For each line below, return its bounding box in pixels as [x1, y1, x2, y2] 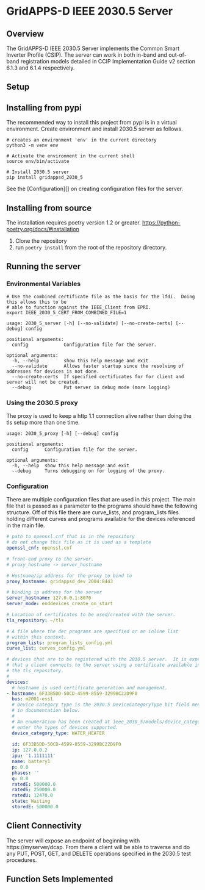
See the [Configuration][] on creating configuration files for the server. [6, 185, 184, 193]
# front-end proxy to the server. [6, 556, 95, 562]
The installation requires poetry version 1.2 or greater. [6, 219, 142, 226]
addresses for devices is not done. [6, 368, 99, 375]
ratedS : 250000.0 [12, 787, 56, 793]
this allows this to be [6, 299, 67, 305]
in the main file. [6, 522, 45, 529]
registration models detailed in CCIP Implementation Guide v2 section [20, 58, 195, 65]
